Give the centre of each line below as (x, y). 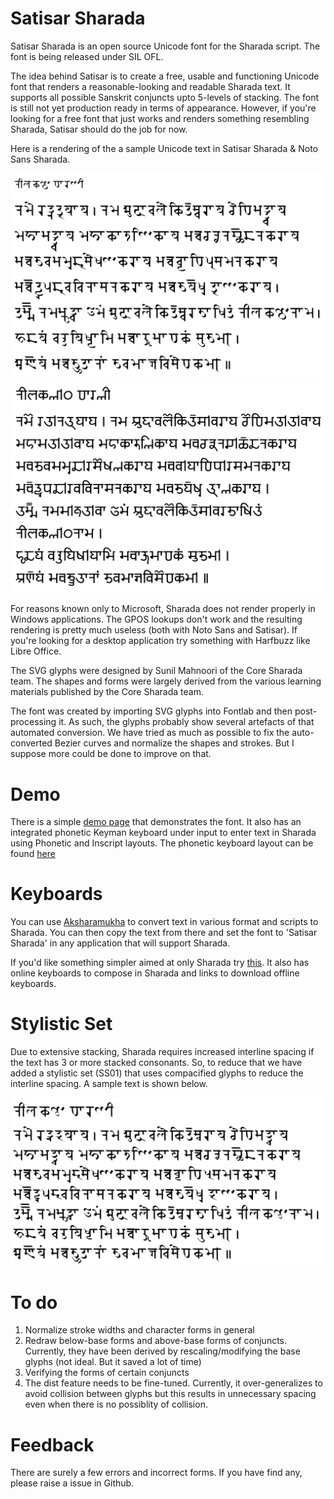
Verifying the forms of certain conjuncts (107, 1373)
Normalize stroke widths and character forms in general (139, 1330)
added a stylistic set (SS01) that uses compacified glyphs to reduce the (157, 1073)
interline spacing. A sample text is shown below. (109, 1084)
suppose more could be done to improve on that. (111, 754)
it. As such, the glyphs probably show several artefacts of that (186, 722)
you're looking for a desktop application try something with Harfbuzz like (160, 641)
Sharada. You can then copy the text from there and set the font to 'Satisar (164, 933)
